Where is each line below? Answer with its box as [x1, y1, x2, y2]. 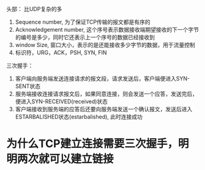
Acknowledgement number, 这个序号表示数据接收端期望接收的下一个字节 [15, 26, 199, 33]
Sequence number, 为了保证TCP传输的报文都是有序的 [15, 18, 151, 26]
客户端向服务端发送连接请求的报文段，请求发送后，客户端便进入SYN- [15, 75, 190, 82]
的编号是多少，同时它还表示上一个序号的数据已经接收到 [15, 34, 155, 41]
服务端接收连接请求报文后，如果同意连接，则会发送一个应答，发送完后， [15, 91, 198, 97]
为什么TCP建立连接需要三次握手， [6, 137, 179, 151]
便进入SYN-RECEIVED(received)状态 [15, 98, 108, 105]
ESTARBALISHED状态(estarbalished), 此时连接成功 [15, 113, 143, 120]
